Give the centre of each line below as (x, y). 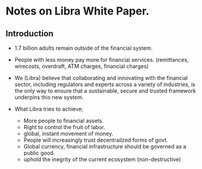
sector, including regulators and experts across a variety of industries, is (105, 84)
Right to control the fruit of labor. (64, 127)
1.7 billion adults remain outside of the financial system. (83, 48)
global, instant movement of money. (68, 134)
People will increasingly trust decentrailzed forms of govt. (96, 140)
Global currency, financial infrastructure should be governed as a (105, 146)
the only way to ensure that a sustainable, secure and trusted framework (105, 91)
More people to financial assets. (63, 121)
